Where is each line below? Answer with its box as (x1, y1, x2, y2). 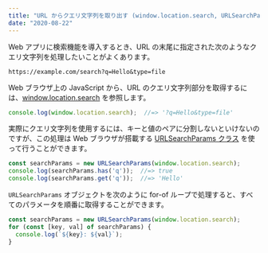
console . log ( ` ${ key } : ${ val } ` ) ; (15, 230, 124, 239)
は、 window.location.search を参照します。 (8, 92, 151, 102)
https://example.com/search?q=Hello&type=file (8, 68, 166, 76)
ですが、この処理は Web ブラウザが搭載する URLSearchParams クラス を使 (8, 134, 255, 143)
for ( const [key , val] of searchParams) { (8, 223, 152, 231)
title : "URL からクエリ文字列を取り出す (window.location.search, (8, 11, 218, 20)
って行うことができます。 (8, 144, 92, 154)
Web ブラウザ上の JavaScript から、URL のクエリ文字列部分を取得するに (8, 83, 248, 92)
